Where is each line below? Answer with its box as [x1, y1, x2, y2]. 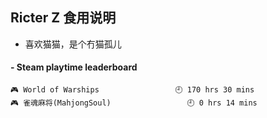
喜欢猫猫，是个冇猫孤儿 [24, 38, 122, 50]
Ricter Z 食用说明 [10, 9, 117, 27]
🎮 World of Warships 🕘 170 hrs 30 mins [10, 85, 255, 95]
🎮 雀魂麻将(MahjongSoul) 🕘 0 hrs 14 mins [10, 98, 258, 108]
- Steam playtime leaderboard [10, 61, 138, 73]
